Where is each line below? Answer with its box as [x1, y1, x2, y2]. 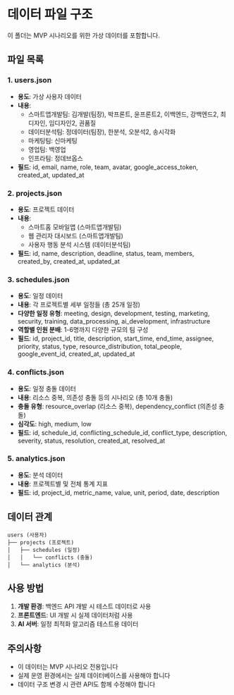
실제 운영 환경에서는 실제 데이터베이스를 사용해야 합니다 [17, 671, 171, 680]
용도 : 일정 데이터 [17, 292, 63, 300]
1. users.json [7, 75, 52, 85]
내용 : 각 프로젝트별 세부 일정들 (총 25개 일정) [17, 300, 141, 309]
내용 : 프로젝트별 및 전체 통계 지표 [17, 479, 108, 488]
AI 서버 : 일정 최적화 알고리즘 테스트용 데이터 [17, 620, 139, 628]
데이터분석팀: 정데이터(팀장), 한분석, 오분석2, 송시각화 [27, 128, 176, 136]
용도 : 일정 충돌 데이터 [17, 384, 76, 393]
